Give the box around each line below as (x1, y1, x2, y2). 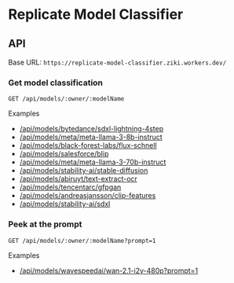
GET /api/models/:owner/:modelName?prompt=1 (8, 237, 156, 244)
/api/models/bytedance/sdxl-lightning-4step (19, 124, 164, 134)
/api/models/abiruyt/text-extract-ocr (19, 175, 137, 184)
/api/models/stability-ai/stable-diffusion (19, 166, 148, 175)
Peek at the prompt (8, 219, 82, 230)
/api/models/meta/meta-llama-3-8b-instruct (19, 132, 163, 142)
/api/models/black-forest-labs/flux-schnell (19, 141, 157, 150)
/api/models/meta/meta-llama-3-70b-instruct (19, 157, 166, 167)
